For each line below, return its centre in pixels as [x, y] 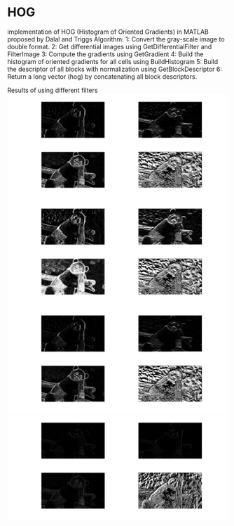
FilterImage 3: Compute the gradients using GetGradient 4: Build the [105, 54]
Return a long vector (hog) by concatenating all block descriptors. [102, 76]
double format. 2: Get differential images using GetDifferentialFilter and [110, 46]
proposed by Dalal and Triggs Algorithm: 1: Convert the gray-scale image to [116, 39]
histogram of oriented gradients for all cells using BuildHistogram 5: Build [113, 61]
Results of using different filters [53, 90]
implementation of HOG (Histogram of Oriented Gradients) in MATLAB [108, 32]
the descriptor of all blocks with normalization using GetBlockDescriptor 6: [115, 69]
